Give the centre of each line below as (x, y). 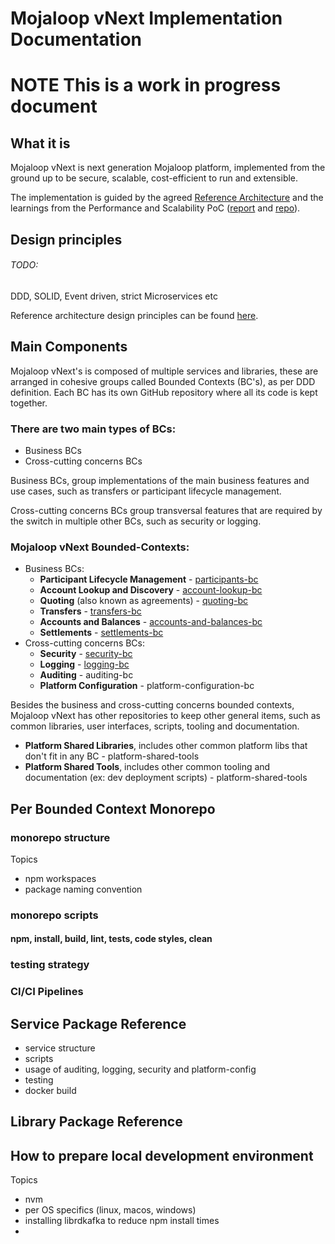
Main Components (69, 347)
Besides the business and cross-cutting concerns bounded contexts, (152, 705)
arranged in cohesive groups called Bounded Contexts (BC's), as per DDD (163, 381)
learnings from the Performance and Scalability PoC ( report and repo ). (155, 208)
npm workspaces (60, 878)
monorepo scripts (54, 915)
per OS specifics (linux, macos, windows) (110, 1210)
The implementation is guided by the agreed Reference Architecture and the (167, 198)
